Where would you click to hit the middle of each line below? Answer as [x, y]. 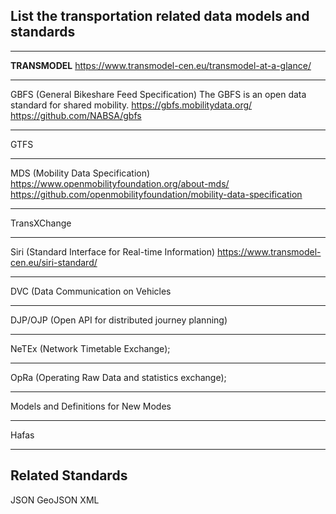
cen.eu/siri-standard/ [54, 262]
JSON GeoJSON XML [55, 500]
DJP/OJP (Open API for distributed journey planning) [119, 320]
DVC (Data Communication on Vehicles [91, 291]
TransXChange [41, 223]
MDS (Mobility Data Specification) [80, 173]
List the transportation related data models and [160, 16]
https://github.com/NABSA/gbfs [76, 115]
